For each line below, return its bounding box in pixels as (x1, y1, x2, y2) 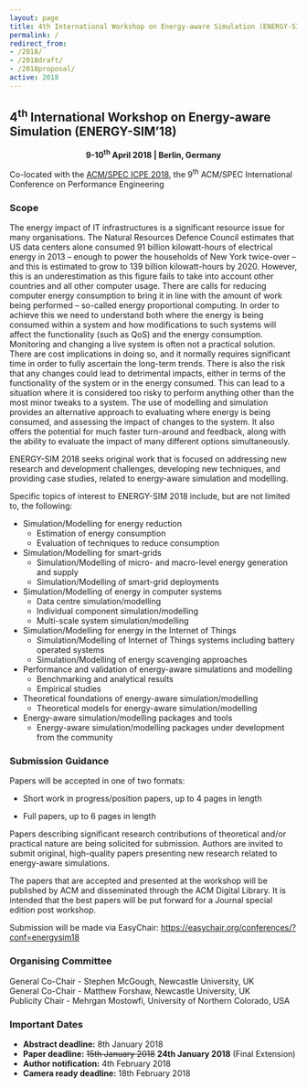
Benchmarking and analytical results (36, 674, 174, 685)
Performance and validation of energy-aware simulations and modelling (22, 664, 292, 675)
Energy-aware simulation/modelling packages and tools (22, 712, 233, 723)
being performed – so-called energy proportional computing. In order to (9, 300, 281, 311)
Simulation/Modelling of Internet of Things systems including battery (36, 635, 295, 645)
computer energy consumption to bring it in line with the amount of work (9, 290, 283, 302)
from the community (36, 732, 113, 743)
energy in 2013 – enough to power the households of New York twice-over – (9, 251, 297, 262)
